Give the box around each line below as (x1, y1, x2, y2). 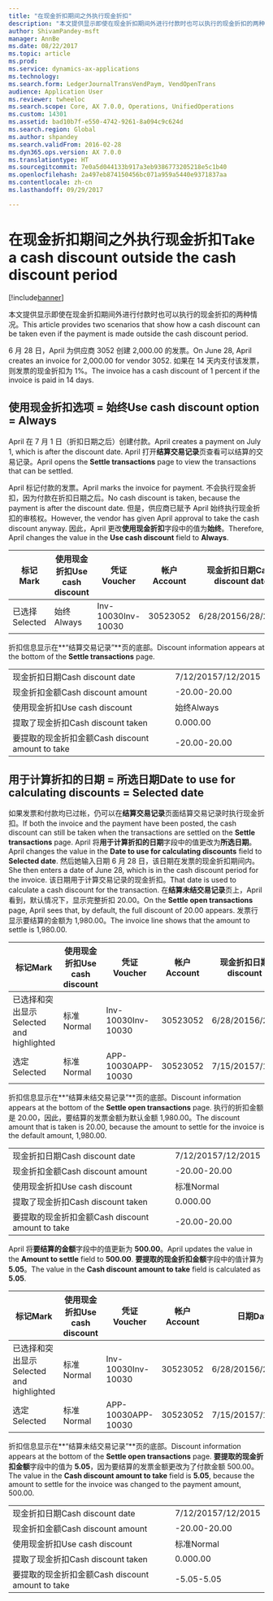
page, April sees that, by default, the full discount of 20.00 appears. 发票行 (8, 905, 258, 915)
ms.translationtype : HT (8, 155, 89, 164)
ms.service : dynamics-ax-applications (8, 65, 140, 73)
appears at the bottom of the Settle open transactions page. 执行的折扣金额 (8, 1103, 264, 1113)
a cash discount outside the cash (8, 248, 237, 267)
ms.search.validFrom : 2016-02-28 (8, 140, 122, 149)
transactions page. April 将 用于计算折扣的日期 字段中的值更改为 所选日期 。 (8, 837, 257, 847)
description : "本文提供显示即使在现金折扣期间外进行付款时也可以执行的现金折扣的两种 (8, 20, 266, 28)
